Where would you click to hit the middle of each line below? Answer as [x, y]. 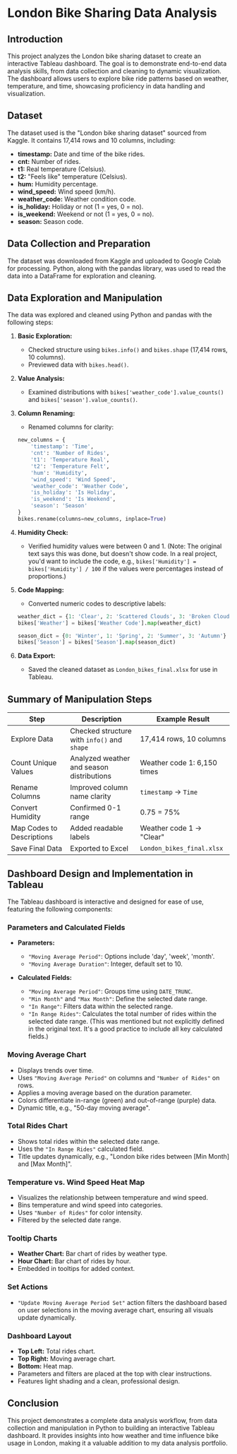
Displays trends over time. [55, 1070]
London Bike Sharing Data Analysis [112, 13]
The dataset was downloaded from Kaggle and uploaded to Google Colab [114, 261]
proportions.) [47, 576]
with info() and [96, 740]
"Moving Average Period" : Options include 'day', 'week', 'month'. [121, 957]
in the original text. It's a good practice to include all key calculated [125, 1029]
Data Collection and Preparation [79, 244]
